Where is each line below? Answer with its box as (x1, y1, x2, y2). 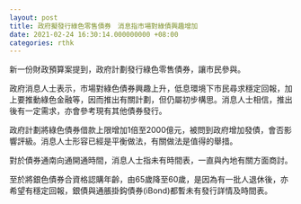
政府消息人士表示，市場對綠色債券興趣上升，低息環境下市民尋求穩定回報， (9, 83, 285, 94)
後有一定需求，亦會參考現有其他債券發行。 (9, 105, 167, 117)
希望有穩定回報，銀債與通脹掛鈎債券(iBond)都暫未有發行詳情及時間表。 (9, 185, 273, 196)
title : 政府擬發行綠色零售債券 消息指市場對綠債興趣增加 (9, 22, 199, 31)
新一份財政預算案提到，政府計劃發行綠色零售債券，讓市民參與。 (9, 64, 245, 75)
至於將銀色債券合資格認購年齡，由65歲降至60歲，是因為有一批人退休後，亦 (9, 174, 289, 185)
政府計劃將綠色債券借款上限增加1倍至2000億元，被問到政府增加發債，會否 (9, 125, 285, 136)
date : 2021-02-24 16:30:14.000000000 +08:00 (9, 30, 179, 39)
